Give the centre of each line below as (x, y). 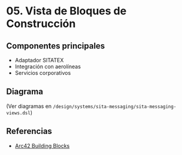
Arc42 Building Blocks (42, 145)
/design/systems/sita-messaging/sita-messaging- (115, 107)
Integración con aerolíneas (48, 66)
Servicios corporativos (43, 73)
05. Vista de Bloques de (66, 11)
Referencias (29, 131)
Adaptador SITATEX (39, 60)
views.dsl (19, 113)
